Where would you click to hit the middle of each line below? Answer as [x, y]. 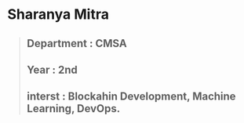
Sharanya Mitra [58, 14]
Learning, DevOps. [73, 109]
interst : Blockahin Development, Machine [131, 97]
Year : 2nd [52, 69]
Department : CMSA [76, 43]
